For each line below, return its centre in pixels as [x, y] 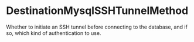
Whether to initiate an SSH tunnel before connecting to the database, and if [97, 27]
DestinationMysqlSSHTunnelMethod [97, 11]
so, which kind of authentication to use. [54, 33]
